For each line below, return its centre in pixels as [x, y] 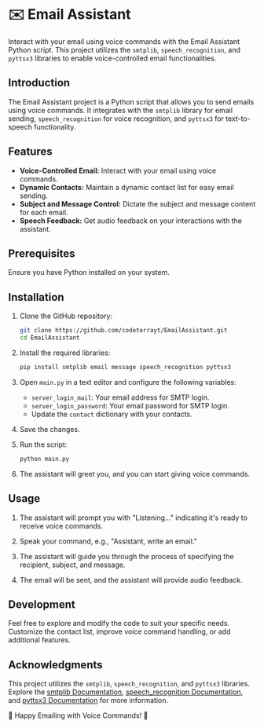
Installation [36, 297]
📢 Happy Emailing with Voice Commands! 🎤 [78, 715]
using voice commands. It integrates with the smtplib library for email [121, 110]
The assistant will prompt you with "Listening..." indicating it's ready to [133, 518]
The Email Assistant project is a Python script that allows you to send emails [131, 101]
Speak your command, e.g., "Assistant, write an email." [108, 541]
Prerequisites [42, 253]
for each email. [44, 212]
